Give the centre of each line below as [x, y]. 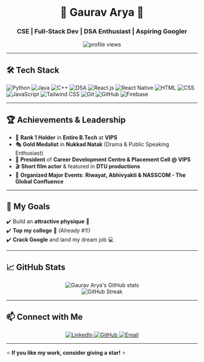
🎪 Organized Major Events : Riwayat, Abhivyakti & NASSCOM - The [100, 175]
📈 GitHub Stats [36, 268]
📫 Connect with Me [45, 317]
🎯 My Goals [28, 206]
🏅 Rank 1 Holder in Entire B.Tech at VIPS [66, 138]
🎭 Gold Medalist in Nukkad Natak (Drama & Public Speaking [92, 145]
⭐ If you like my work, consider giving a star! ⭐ [66, 352]
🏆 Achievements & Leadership [66, 120]
